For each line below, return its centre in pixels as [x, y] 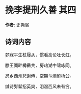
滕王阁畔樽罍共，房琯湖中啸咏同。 [40, 65]
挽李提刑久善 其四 [40, 10]
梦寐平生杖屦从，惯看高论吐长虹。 [40, 54]
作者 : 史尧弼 [17, 25]
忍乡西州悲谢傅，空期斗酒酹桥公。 [40, 76]
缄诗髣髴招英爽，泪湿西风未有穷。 [40, 86]
